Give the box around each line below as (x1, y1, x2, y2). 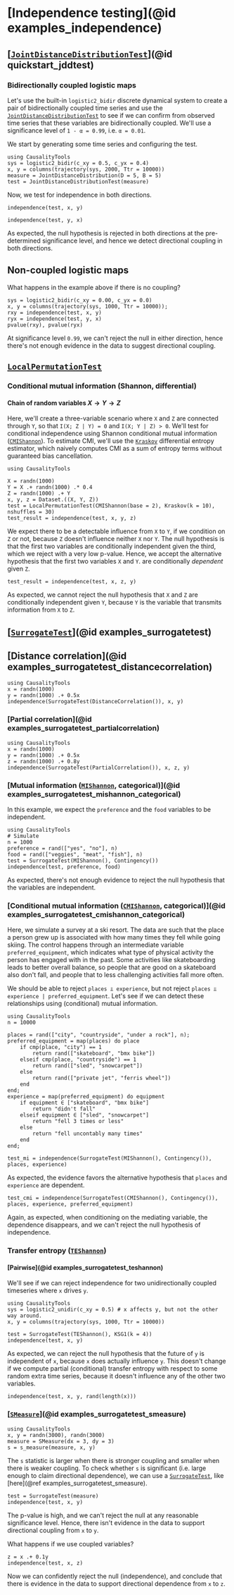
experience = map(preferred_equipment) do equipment (7, 1093, 165, 1100)
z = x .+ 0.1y (7, 1553, 49, 1560)
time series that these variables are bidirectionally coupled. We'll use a (7, 119, 212, 127)
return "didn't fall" (32, 1105, 96, 1112)
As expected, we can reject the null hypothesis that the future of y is (7, 1350, 205, 1358)
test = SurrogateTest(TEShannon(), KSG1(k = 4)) (7, 1331, 152, 1338)
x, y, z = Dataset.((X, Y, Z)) (7, 496, 99, 504)
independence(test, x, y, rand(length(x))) (7, 1393, 137, 1400)
